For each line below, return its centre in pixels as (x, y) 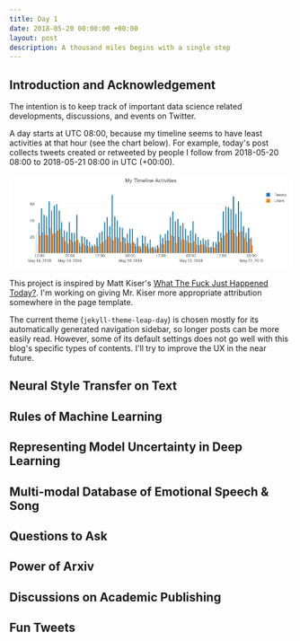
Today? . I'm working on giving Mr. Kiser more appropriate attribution (136, 293)
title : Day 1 (34, 19)
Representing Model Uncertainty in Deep (126, 448)
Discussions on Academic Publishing (115, 597)
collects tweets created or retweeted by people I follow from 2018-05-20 (144, 153)
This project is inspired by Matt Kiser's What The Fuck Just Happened (139, 284)
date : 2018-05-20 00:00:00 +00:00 (74, 28)
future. (22, 358)
